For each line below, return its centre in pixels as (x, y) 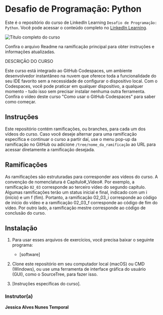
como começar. (21, 101)
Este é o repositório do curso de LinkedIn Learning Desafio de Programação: (81, 22)
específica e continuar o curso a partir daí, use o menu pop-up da (71, 139)
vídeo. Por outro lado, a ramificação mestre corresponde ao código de (75, 208)
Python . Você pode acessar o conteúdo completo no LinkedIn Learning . (76, 27)
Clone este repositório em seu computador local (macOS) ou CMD (78, 264)
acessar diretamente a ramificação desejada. (50, 149)
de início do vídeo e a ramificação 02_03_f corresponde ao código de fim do (81, 202)
